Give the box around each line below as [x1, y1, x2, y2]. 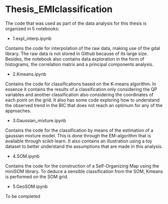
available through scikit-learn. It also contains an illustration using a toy [5, 138, 152, 144]
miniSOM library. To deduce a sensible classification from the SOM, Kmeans [5, 168, 163, 174]
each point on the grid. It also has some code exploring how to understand [5, 97, 160, 103]
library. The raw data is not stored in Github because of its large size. [5, 50, 148, 57]
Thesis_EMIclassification [5, 4, 113, 15]
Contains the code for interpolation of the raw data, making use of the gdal [5, 45, 160, 51]
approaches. [5, 108, 32, 114]
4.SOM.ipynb [12, 153, 40, 159]
